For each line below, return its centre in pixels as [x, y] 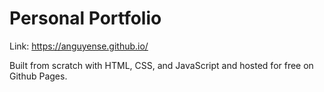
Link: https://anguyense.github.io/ [79, 46]
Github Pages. [38, 76]
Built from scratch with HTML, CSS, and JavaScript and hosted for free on [161, 65]
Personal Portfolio [85, 18]
